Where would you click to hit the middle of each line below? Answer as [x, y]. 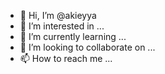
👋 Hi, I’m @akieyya [58, 15]
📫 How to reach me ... [66, 58]
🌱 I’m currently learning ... [73, 36]
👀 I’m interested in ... [62, 26]
